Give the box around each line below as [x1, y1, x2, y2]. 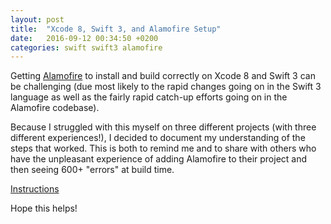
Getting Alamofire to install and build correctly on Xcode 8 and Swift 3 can [10, 70, 316, 82]
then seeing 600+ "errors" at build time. [10, 164, 175, 176]
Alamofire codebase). [10, 102, 100, 114]
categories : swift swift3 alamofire [10, 42, 163, 53]
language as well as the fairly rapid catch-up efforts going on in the [10, 91, 288, 103]
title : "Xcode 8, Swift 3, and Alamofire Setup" [10, 24, 222, 34]
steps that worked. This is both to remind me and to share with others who [10, 142, 317, 155]
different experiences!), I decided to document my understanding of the [10, 132, 306, 144]
